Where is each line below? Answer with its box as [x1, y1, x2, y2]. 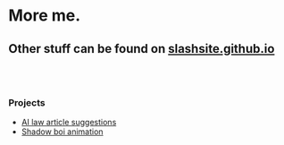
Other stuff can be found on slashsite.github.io [8, 41, 275, 56]
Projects [8, 96, 46, 108]
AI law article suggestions [21, 117, 117, 128]
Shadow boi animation [21, 126, 104, 137]
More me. [8, 5, 81, 26]
